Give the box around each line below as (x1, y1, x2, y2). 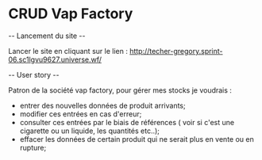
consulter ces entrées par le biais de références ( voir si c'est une (19, 117, 235, 127)
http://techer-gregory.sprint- (129, 46, 224, 55)
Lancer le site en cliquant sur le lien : (8, 46, 129, 55)
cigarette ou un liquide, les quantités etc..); (19, 126, 160, 135)
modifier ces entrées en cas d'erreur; (19, 109, 142, 119)
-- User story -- (8, 70, 60, 79)
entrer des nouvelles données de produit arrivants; (19, 101, 186, 110)
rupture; (19, 143, 47, 152)
